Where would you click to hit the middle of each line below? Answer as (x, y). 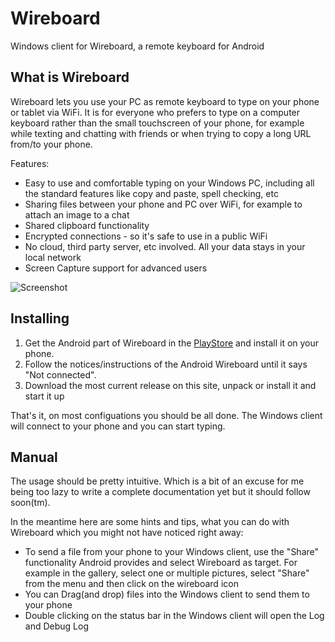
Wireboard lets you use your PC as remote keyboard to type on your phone (165, 101)
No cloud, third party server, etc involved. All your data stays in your (165, 246)
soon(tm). (30, 503)
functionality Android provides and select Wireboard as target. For (161, 563)
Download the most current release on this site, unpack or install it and (170, 385)
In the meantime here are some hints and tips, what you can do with (150, 522)
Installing (40, 318)
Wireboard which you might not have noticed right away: (127, 533)
